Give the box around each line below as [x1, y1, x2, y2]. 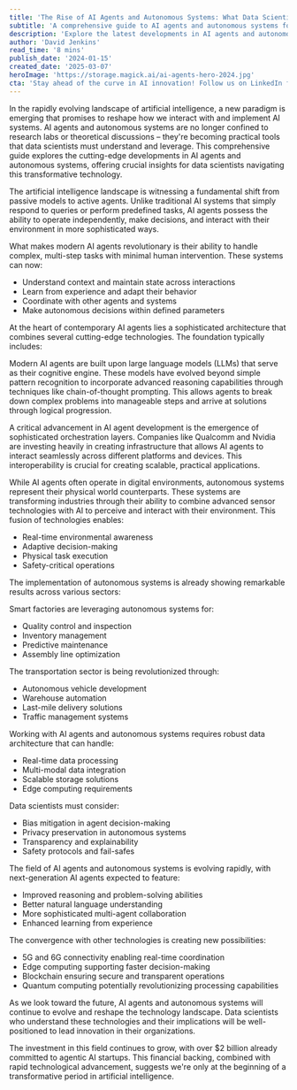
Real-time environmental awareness [21, 532, 154, 542]
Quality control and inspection [21, 620, 133, 631]
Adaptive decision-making [21, 541, 118, 551]
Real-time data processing [21, 755, 118, 765]
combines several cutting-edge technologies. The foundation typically [9, 331, 265, 342]
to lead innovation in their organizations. [49, 1025, 196, 1036]
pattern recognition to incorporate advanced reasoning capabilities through [9, 377, 284, 388]
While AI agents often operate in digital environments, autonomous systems [9, 477, 285, 487]
